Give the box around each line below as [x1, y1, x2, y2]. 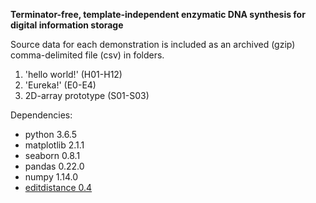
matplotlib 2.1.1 [24, 139, 85, 151]
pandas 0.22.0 [24, 160, 85, 172]
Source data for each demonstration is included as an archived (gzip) [10, 39, 296, 50]
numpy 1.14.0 [24, 171, 79, 183]
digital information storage [10, 19, 124, 31]
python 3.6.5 [24, 129, 77, 140]
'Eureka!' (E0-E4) [24, 79, 97, 91]
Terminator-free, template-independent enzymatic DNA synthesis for [10, 9, 306, 20]
